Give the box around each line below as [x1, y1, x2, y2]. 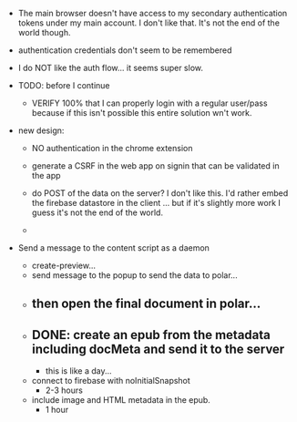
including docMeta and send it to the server [31, 341, 285, 356]
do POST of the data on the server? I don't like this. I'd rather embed [31, 188, 289, 199]
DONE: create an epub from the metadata [31, 327, 271, 343]
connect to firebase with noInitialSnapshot [31, 376, 191, 386]
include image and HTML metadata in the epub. [31, 395, 211, 406]
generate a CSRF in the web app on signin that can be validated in [31, 160, 280, 171]
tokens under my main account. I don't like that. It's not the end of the [17, 17, 281, 28]
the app [31, 170, 61, 180]
